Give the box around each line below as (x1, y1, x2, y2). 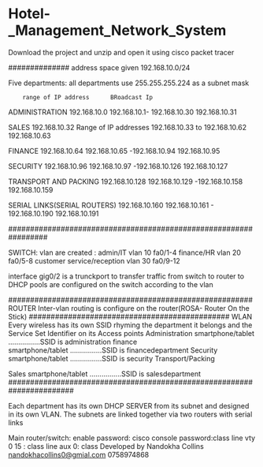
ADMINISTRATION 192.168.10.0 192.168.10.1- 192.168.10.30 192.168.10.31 (8, 107, 238, 117)
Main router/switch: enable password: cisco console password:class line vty (8, 433, 256, 443)
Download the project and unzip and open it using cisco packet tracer (8, 47, 235, 57)
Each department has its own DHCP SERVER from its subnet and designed (8, 401, 250, 410)
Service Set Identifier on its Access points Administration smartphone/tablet (8, 328, 254, 338)
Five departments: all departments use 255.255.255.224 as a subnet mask (8, 78, 250, 88)
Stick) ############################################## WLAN (8, 312, 253, 321)
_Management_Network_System (8, 21, 227, 39)
